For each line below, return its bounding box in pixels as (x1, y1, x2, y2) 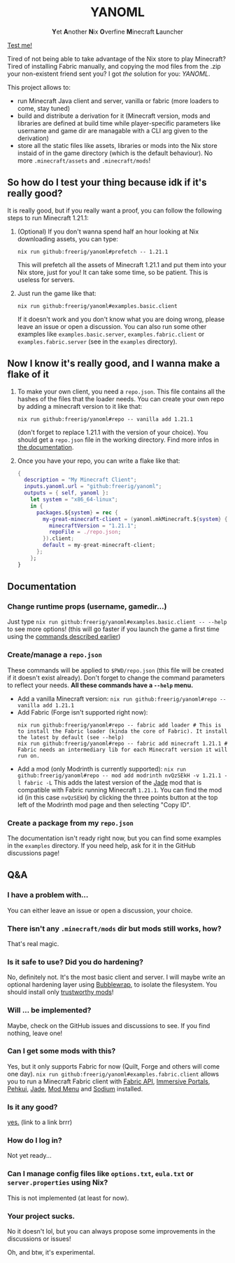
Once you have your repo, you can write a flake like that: (17, 457, 180, 465)
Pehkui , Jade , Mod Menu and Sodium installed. (7, 1084, 143, 1093)
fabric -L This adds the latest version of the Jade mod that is (24, 778, 202, 786)
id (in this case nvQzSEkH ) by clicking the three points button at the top (17, 793, 218, 802)
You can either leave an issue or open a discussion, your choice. (7, 906, 193, 914)
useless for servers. (17, 275, 75, 284)
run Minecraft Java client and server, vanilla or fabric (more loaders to (17, 96, 219, 105)
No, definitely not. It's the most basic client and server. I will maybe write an (7, 973, 226, 982)
